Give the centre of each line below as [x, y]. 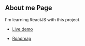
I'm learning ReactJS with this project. [43, 19]
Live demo [22, 29]
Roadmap [21, 38]
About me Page [28, 8]
